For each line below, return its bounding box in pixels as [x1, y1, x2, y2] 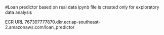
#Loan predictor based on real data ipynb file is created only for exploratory [5, 4, 160, 10]
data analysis [5, 9, 32, 15]
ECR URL [5, 19, 24, 25]
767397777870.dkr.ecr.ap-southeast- [24, 19, 101, 25]
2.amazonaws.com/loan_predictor [5, 24, 75, 30]
